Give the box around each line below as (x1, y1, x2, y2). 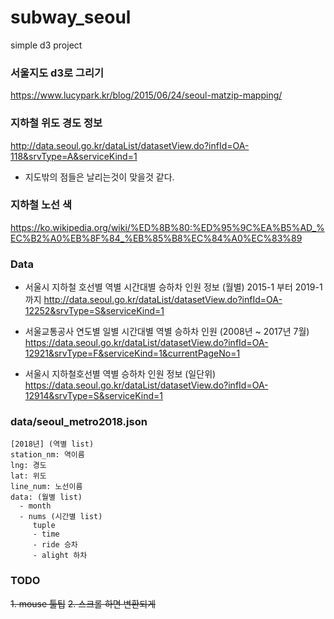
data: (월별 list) (10, 492, 83, 503)
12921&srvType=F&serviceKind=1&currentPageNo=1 (24, 347, 241, 360)
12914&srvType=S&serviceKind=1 (24, 390, 164, 402)
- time (32, 529, 60, 540)
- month (19, 501, 52, 511)
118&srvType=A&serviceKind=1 (10, 150, 138, 162)
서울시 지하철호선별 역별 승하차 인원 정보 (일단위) (24, 368, 217, 380)
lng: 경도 (10, 461, 47, 471)
